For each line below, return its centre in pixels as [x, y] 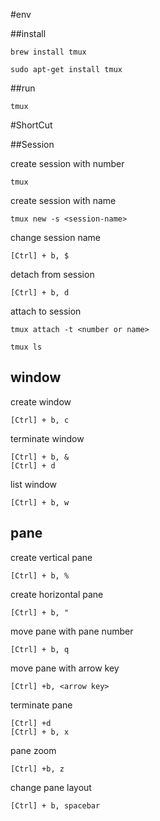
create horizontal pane [57, 594]
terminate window [47, 438]
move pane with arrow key [65, 668]
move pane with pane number [72, 631]
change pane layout [51, 787]
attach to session [46, 311]
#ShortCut [31, 125]
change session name [55, 237]
